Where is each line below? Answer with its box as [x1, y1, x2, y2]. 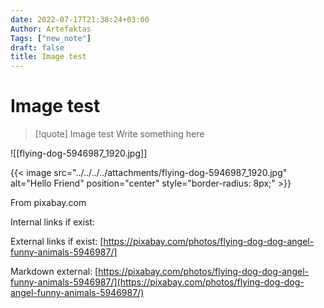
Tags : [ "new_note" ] [10, 33, 92, 43]
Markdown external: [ [10, 266, 99, 278]
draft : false [10, 42, 65, 53]
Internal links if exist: [10, 216, 96, 228]
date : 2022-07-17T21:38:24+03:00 [10, 14, 150, 25]
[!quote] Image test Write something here [34, 128, 205, 140]
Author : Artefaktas [10, 24, 92, 34]
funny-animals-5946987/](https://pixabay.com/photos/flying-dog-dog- [10, 276, 305, 288]
